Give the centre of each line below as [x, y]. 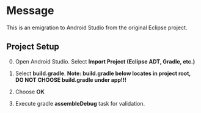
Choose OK [30, 92]
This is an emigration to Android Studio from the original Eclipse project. [97, 27]
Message [30, 11]
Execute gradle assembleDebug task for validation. [80, 103]
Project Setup [33, 47]
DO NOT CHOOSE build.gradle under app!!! [71, 79]
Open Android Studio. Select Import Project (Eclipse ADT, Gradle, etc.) [105, 61]
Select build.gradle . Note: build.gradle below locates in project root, [103, 73]
